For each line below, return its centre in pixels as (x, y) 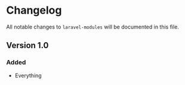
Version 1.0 (27, 45)
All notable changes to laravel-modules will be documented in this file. (92, 27)
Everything (28, 75)
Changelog (34, 10)
